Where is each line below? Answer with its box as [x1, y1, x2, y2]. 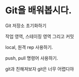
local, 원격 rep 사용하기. [5, 44, 53, 50]
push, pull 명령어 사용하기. [5, 55, 58, 61]
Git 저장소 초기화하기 [5, 22, 47, 29]
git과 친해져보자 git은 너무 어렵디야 [5, 66, 74, 72]
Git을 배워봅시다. [5, 5, 72, 16]
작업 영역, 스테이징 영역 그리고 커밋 [5, 33, 74, 39]
